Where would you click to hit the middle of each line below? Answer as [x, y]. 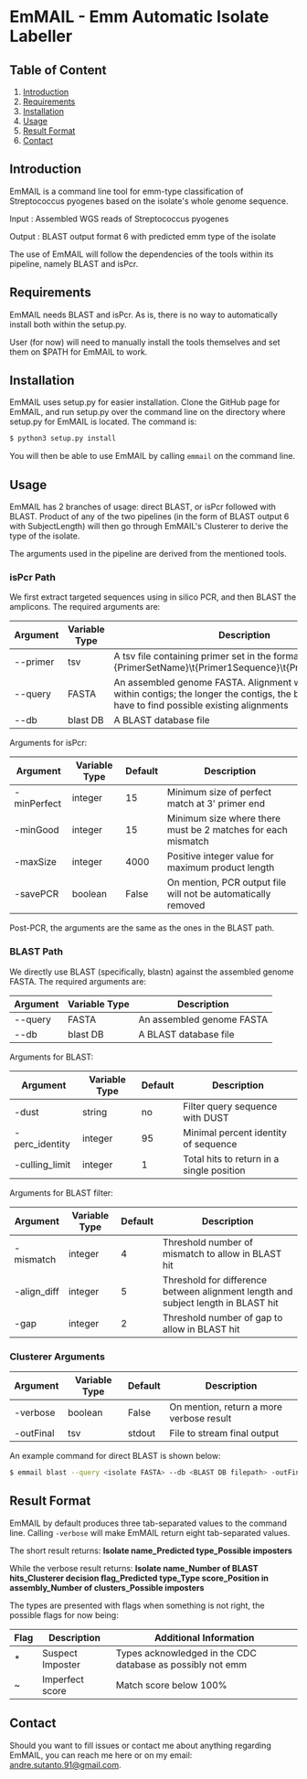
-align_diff [37, 1291]
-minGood [37, 830]
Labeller [41, 36]
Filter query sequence [230, 1106]
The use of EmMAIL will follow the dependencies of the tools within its [142, 254]
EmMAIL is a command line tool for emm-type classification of [127, 191]
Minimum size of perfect [219, 793]
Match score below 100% [171, 1685]
